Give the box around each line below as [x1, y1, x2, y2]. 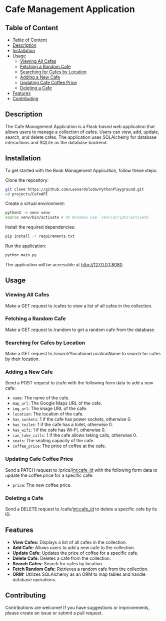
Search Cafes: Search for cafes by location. [12, 560, 103, 566]
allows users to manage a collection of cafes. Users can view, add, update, [5, 129, 159, 135]
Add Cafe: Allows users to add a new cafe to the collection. [12, 544, 135, 551]
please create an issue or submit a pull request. [5, 609, 103, 616]
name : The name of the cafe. [12, 395, 70, 401]
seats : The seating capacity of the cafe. [12, 438, 95, 444]
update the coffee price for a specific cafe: [5, 472, 93, 478]
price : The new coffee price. [12, 482, 72, 488]
